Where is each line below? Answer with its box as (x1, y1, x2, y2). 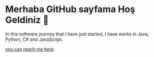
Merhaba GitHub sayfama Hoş (5, 4, 136, 15)
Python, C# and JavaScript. (5, 36, 63, 42)
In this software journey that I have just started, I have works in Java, (5, 31, 149, 37)
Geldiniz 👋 (5, 14, 49, 26)
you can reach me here (5, 46, 54, 52)
